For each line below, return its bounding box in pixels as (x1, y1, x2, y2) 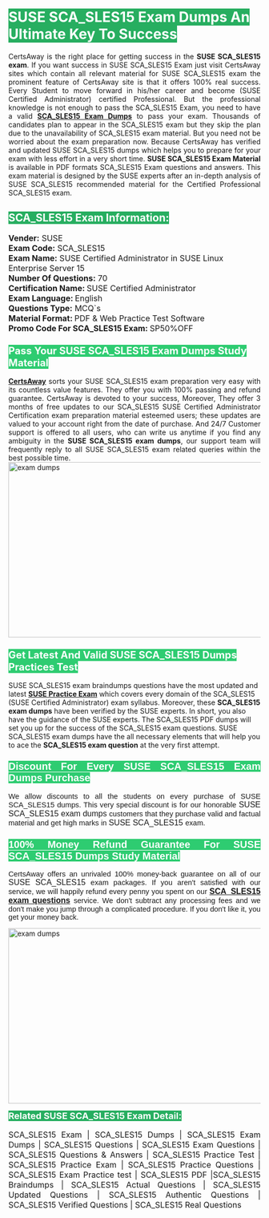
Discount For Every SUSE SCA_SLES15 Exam (8, 760, 261, 773)
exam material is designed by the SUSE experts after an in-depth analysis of (8, 171, 261, 180)
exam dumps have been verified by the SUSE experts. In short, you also (8, 706, 247, 716)
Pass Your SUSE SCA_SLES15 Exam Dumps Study (8, 344, 247, 357)
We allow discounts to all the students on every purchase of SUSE (8, 791, 261, 801)
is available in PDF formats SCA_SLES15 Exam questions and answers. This (8, 162, 261, 172)
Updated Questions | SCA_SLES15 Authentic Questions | (8, 1189, 261, 1200)
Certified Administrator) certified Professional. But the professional (8, 94, 261, 103)
